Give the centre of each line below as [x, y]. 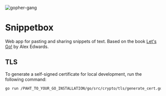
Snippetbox [29, 28]
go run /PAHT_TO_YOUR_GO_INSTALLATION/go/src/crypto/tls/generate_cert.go [84, 88]
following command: [26, 79]
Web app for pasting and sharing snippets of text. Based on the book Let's [81, 41]
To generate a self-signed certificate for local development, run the [74, 74]
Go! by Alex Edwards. [27, 47]
